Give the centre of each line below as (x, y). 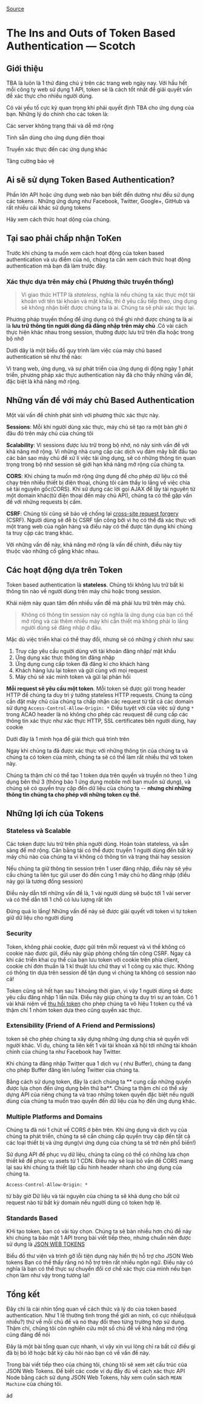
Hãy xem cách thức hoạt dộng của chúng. (58, 219)
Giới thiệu (25, 68)
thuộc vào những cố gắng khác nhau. (53, 551)
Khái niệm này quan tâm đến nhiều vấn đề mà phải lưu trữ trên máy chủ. (96, 603)
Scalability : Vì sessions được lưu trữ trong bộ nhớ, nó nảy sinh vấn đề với (98, 445)
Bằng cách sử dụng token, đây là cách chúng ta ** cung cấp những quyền (99, 1082)
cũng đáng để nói (28, 1335)
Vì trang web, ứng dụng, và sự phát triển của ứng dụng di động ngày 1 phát (100, 368)
